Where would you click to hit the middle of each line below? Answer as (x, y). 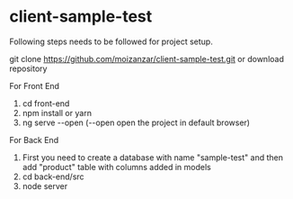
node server (45, 185)
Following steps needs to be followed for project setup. (111, 41)
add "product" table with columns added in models (116, 167)
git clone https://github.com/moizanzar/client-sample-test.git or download (147, 59)
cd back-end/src (53, 176)
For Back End (34, 140)
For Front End (35, 86)
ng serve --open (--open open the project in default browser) (136, 122)
